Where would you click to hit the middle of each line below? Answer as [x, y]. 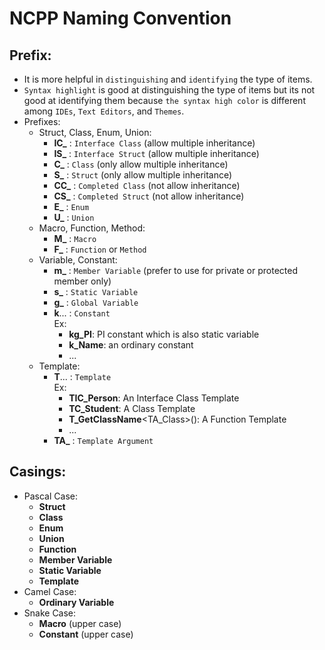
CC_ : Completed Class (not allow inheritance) [147, 185]
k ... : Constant [82, 313]
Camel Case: [50, 591]
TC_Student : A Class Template [132, 408]
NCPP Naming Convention [120, 18]
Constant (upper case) [86, 634]
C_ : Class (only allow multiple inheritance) [141, 164]
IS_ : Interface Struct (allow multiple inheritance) [156, 153]
